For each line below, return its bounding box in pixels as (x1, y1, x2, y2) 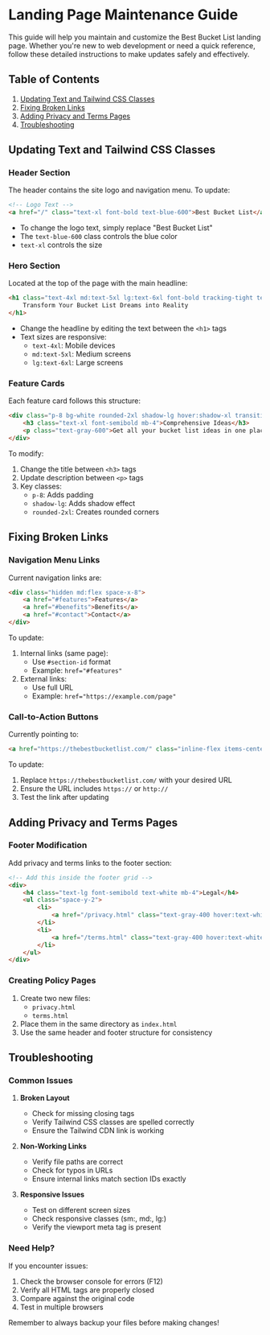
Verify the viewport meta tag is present (31, 1222, 162, 1232)
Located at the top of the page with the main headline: (8, 278, 188, 288)
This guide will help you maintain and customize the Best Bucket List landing (8, 32, 261, 42)
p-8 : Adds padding (31, 489, 94, 500)
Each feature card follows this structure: (8, 396, 141, 406)
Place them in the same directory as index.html (19, 1019, 178, 1028)
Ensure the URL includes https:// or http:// (19, 784, 169, 793)
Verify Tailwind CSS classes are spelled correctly (31, 1117, 194, 1127)
